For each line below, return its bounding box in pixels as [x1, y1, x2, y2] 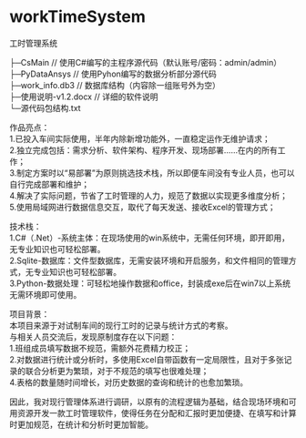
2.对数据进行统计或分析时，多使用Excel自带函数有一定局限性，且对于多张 [9, 353, 284, 365]
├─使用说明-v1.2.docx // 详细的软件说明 [9, 91, 158, 102]
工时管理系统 [9, 37, 57, 48]
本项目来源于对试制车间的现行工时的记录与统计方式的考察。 [9, 320, 233, 331]
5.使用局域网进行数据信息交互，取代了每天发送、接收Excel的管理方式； [9, 201, 276, 212]
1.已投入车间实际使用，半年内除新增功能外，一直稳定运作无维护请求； [9, 133, 270, 144]
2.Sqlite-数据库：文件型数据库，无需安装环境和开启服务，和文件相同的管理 [9, 255, 289, 266]
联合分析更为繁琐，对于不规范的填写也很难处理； [25, 365, 209, 376]
